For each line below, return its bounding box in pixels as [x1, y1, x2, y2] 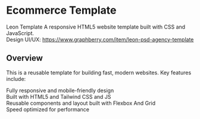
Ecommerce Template [6, 4, 117, 17]
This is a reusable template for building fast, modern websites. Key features [6, 69, 192, 76]
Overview [6, 53, 43, 63]
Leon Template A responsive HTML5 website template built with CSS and [6, 23, 186, 30]
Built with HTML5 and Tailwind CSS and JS [6, 93, 111, 100]
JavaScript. [6, 29, 35, 36]
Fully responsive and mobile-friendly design [6, 87, 114, 94]
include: [6, 75, 26, 82]
